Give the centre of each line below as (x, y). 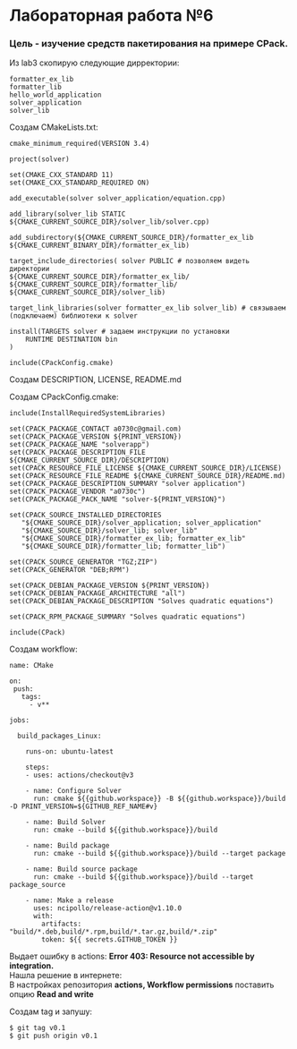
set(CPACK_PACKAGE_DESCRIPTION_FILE (77, 453)
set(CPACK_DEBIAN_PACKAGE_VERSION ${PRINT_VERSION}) (110, 586)
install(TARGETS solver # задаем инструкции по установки (119, 332)
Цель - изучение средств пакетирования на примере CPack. (149, 44)
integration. (32, 966)
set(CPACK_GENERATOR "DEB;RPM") (69, 570)
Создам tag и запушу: (51, 1011)
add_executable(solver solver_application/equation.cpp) (118, 199)
